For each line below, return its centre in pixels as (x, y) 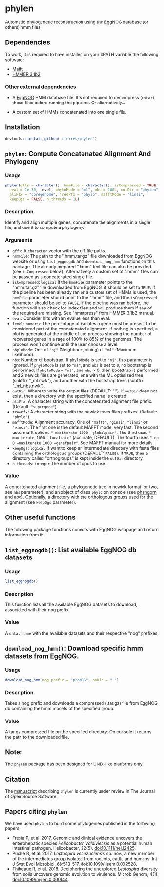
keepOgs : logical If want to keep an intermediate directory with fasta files (85, 448)
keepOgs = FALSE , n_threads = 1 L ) (44, 199)
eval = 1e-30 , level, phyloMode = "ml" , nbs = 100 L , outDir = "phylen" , (85, 190)
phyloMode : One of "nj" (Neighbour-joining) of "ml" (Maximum (74, 349)
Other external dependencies (41, 87)
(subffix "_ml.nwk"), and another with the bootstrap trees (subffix (78, 380)
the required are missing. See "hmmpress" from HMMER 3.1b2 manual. (83, 313)
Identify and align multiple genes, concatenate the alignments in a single (78, 222)
